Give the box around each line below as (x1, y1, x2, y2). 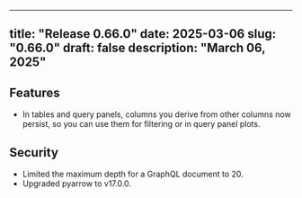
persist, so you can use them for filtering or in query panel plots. (22, 119, 261, 130)
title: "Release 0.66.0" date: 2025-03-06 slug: (9, 26, 277, 41)
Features (9, 85, 60, 100)
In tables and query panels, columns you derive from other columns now (22, 109, 292, 120)
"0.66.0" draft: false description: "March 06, (9, 40, 266, 56)
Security (9, 145, 58, 160)
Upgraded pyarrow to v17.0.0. (22, 178, 132, 189)
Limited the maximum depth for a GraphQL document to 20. (22, 168, 244, 180)
